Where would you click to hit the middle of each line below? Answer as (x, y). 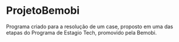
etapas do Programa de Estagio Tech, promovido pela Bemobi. (81, 32)
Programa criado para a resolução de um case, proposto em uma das (90, 26)
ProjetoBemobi (43, 11)
